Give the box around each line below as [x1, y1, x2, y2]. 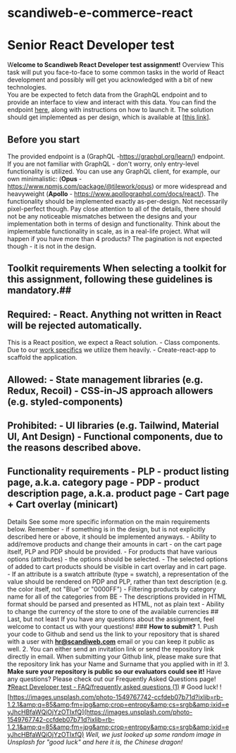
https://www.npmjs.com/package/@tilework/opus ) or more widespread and [7, 182, 228, 190]
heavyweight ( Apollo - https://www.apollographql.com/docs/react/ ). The [7, 189, 219, 198]
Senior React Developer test [7, 37, 175, 54]
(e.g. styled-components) [7, 396, 123, 408]
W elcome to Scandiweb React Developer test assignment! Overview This [7, 61, 224, 69]
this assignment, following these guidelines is [7, 274, 213, 286]
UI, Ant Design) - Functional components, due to [7, 430, 223, 442]
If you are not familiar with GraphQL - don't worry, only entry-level [7, 159, 199, 168]
